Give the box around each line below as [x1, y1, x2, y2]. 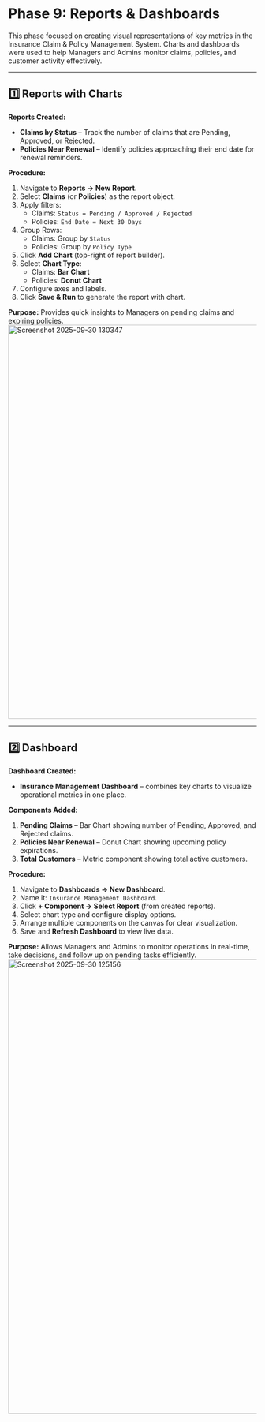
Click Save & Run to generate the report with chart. [19, 292, 186, 301]
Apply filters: [19, 200, 62, 209]
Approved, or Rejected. [19, 136, 95, 145]
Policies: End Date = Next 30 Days [31, 216, 143, 226]
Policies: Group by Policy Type [31, 241, 132, 251]
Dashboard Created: [8, 766, 77, 776]
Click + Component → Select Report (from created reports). [19, 901, 216, 911]
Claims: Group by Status [31, 234, 111, 243]
